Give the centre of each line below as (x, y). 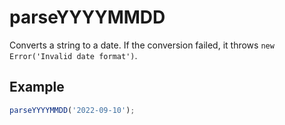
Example (37, 87)
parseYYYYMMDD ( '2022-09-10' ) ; (72, 110)
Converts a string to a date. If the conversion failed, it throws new (142, 45)
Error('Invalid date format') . (73, 55)
